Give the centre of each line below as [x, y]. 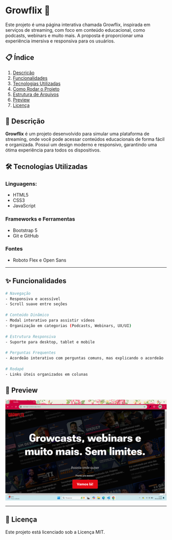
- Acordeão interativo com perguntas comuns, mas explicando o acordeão [84, 358]
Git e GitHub [26, 235]
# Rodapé [15, 369]
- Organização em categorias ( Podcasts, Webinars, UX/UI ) [68, 326]
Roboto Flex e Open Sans [39, 260]
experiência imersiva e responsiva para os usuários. [60, 41]
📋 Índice [20, 58]
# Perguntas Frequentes [31, 353]
